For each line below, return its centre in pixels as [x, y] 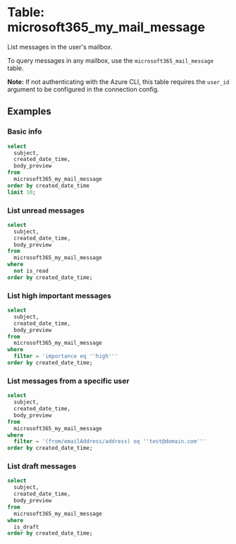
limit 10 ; [22, 192]
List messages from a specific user [68, 381]
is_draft [26, 527]
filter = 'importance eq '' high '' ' [66, 356]
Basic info [25, 131]
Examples [29, 111]
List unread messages [46, 211]
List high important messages [59, 295]
